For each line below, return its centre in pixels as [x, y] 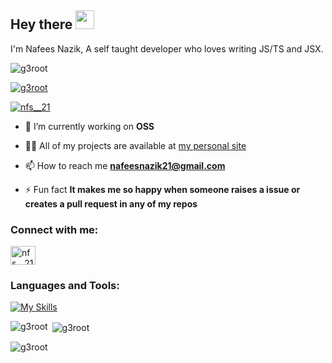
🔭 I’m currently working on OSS [89, 126]
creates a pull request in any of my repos [111, 203]
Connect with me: [54, 229]
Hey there [41, 24]
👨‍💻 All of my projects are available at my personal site [135, 145]
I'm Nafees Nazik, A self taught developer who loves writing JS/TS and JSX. [167, 48]
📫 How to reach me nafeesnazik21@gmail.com [125, 165]
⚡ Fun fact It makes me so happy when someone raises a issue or [162, 189]
